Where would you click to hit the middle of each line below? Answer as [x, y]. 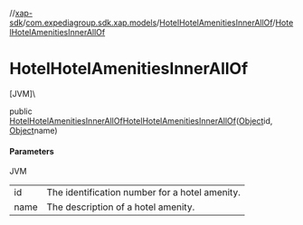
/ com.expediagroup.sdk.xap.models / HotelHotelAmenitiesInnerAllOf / [149, 23]
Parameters [32, 151]
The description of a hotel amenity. [121, 207]
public [21, 111]
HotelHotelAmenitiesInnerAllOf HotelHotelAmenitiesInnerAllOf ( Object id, [141, 120]
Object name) [33, 130]
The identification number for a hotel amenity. [144, 192]
